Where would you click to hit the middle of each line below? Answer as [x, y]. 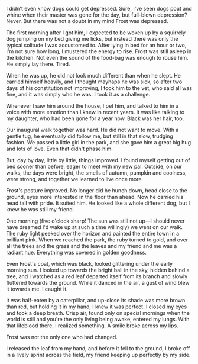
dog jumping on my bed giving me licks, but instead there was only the [92, 39]
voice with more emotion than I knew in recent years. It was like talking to [95, 112]
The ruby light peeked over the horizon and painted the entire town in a [93, 233]
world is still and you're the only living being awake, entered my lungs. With [98, 319]
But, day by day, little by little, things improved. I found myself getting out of [98, 160]
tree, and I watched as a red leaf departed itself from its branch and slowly [97, 276]
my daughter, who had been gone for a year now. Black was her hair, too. [95, 118]
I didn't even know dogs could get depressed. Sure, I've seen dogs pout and [99, 9]
